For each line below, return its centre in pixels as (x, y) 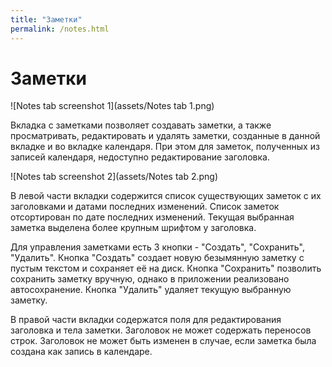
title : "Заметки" (46, 19)
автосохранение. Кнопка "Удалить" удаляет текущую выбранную (151, 290)
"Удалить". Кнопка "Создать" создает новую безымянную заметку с (157, 258)
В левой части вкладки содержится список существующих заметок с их (166, 196)
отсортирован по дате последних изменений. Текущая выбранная (152, 217)
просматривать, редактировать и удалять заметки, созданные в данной (165, 136)
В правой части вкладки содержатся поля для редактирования (146, 320)
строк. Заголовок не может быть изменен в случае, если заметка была (163, 341)
